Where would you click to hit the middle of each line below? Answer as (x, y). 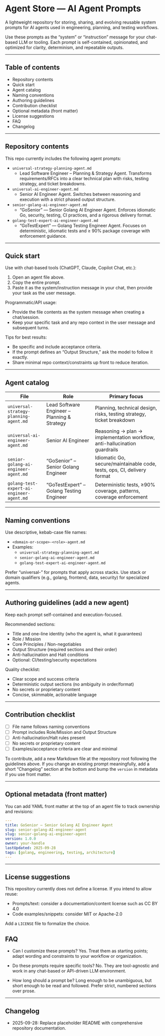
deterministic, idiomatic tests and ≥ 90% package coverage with (85, 231)
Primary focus (126, 397)
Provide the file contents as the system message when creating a (78, 312)
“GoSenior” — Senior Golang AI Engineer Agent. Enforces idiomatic (87, 210)
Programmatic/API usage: (31, 303)
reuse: (12, 894)
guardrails (107, 450)
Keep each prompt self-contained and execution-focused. (64, 614)
